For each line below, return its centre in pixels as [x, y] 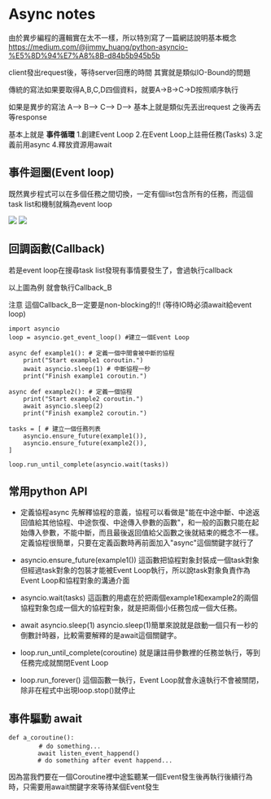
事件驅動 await [46, 718]
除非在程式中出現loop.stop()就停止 [78, 690]
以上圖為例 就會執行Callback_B [60, 287]
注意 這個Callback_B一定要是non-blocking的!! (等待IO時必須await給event [130, 304]
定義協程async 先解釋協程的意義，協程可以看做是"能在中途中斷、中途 [136, 513]
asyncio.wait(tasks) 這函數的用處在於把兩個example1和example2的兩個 [139, 598]
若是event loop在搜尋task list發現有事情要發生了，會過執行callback [121, 270]
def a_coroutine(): [42, 738]
